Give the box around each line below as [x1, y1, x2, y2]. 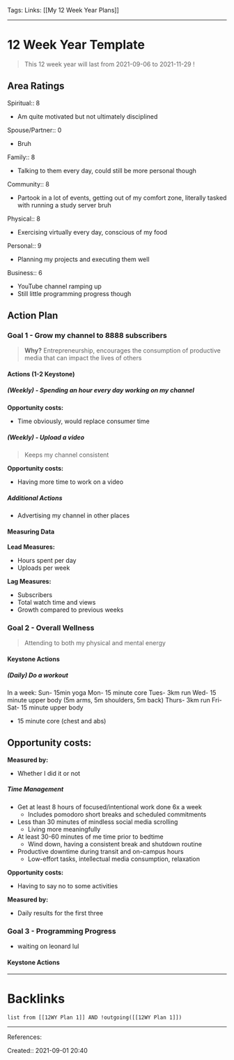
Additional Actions [7, 494, 63, 502]
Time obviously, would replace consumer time [17, 417, 150, 425]
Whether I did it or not [17, 769, 81, 777]
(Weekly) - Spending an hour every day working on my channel [7, 385, 195, 394]
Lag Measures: [7, 577, 52, 586]
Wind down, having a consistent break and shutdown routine [27, 839, 202, 848]
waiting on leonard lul [17, 942, 79, 950]
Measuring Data [7, 527, 55, 536]
